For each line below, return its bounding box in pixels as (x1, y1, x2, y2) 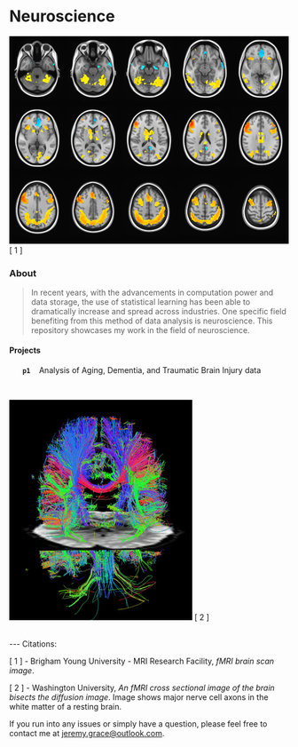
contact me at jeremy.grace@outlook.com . (9, 728, 165, 739)
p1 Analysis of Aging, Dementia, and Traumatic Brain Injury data (21, 365, 262, 376)
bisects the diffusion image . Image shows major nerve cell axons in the (9, 692, 269, 703)
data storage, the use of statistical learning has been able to (30, 296, 251, 307)
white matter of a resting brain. (9, 702, 122, 712)
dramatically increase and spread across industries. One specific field (30, 306, 286, 316)
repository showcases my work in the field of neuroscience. (30, 324, 250, 335)
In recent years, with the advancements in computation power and (30, 287, 274, 298)
